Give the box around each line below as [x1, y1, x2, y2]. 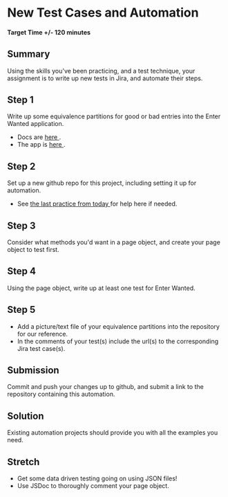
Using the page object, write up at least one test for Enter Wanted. [7, 284, 196, 292]
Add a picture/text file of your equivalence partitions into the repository [17, 322, 220, 330]
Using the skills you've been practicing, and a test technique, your [7, 66, 196, 75]
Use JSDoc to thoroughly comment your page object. [17, 482, 169, 490]
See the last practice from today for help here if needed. [17, 199, 178, 208]
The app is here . [17, 141, 66, 149]
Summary [7, 48, 50, 60]
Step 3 [7, 219, 36, 231]
